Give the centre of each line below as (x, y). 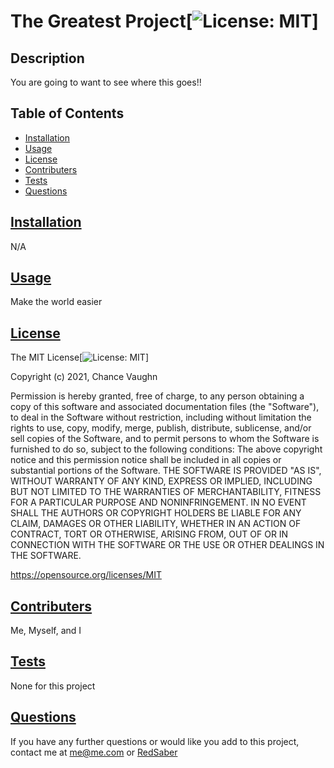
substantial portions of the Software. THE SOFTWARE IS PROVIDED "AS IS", (166, 471)
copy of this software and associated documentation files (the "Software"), (165, 407)
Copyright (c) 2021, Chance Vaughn (84, 377)
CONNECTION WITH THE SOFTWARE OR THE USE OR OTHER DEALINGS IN (167, 545)
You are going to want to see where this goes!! (106, 82)
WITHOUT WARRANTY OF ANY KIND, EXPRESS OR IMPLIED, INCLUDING (161, 481)
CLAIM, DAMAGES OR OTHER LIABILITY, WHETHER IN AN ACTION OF (156, 524)
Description (47, 58)
